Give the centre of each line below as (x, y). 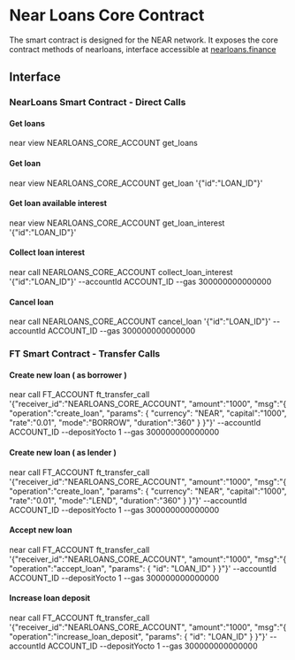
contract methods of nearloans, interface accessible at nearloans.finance (143, 49)
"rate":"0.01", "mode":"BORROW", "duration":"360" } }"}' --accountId (135, 423)
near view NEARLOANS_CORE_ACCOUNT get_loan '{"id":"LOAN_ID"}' (136, 183)
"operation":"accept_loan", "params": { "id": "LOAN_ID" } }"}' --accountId (143, 568)
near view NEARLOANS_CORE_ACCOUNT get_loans (104, 143)
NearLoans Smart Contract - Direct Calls (98, 103)
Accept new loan (41, 530)
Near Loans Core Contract (107, 15)
